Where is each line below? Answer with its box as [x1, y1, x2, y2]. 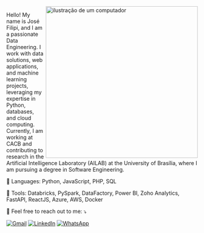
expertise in [6, 95, 36, 102]
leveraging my [6, 89, 42, 96]
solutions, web [6, 56, 43, 63]
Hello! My [6, 12, 30, 18]
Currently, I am [6, 127, 44, 134]
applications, [6, 63, 38, 70]
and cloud [6, 115, 32, 121]
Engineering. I [6, 44, 41, 50]
